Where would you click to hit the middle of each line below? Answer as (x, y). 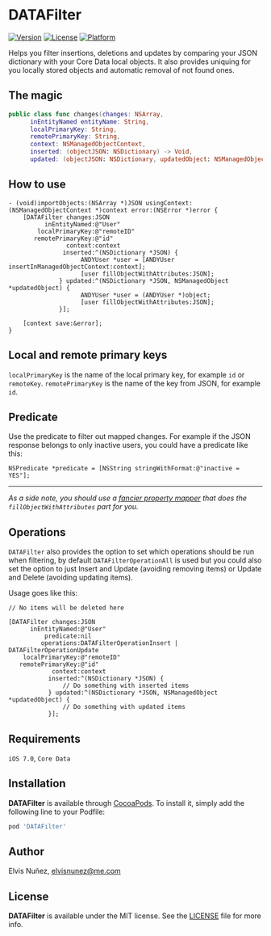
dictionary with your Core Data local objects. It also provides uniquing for (130, 61)
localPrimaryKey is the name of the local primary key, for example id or (127, 374)
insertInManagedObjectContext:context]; (77, 267)
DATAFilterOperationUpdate (54, 651)
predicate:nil (68, 636)
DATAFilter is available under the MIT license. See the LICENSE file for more (135, 916)
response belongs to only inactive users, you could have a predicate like (128, 445)
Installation (37, 784)
